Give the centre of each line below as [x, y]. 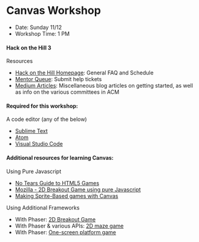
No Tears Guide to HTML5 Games [57, 183]
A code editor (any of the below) [47, 119]
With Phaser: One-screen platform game [65, 232]
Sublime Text [31, 131]
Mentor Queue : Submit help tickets [58, 79]
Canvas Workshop [54, 11]
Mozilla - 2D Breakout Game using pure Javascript [78, 189]
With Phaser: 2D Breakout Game [55, 219]
